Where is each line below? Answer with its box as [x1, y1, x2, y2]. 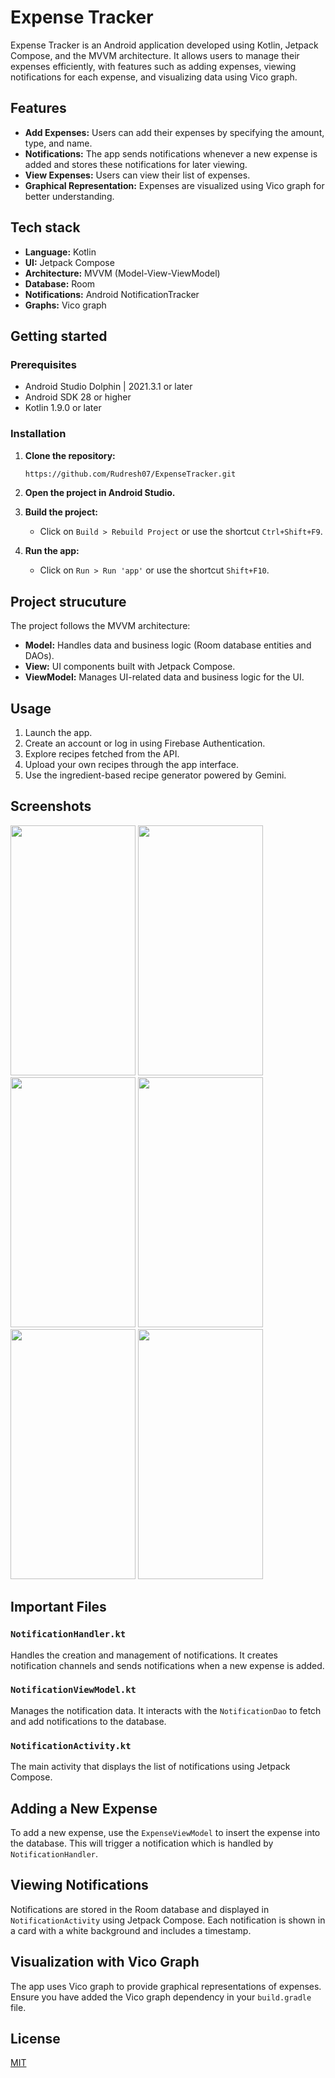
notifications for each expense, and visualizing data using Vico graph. [10, 71, 298, 83]
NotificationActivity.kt [10, 1740, 132, 1751]
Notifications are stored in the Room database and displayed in [10, 1903, 270, 1915]
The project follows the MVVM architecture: [10, 620, 191, 632]
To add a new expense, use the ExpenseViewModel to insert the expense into [10, 1826, 321, 1838]
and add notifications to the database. [10, 1715, 167, 1727]
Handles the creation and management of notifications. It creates [10, 1649, 278, 1661]
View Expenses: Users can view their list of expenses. [24, 169, 251, 181]
